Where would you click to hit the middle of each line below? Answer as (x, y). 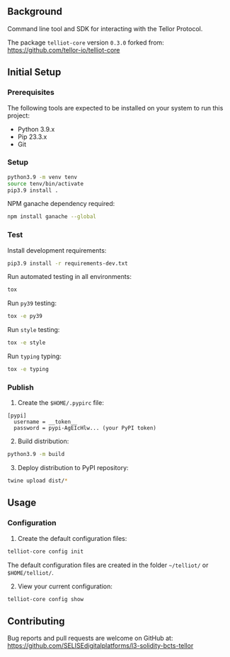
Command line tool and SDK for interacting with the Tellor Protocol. (105, 28)
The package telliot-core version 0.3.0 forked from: (86, 42)
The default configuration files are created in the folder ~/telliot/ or (108, 565)
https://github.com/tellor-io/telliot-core (64, 50)
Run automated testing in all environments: (70, 277)
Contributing (36, 621)
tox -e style (27, 343)
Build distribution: (43, 441)
